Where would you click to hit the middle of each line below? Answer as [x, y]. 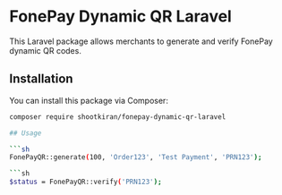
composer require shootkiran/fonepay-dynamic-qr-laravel [118, 117]
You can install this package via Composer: [89, 100]
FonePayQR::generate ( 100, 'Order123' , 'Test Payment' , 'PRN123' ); [136, 157]
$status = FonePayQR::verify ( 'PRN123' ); [86, 182]
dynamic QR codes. [46, 50]
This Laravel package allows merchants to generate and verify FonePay [141, 41]
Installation [41, 79]
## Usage [26, 133]
